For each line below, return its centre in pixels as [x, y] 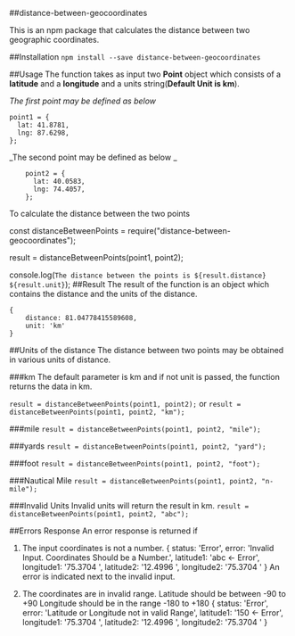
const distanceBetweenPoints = [68, 231]
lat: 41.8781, [43, 125]
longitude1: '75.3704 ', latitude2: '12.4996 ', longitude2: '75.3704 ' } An [151, 567]
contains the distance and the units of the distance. [103, 294]
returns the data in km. [51, 386]
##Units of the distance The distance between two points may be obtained [147, 350]
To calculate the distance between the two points [99, 214]
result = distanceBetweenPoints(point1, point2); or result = [125, 404]
